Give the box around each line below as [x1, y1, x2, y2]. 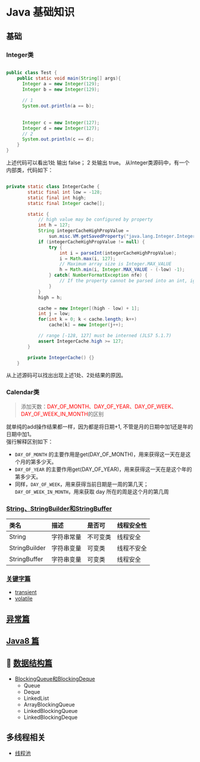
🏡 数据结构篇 [6, 658, 52, 668]
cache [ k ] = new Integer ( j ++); [48, 322, 124, 328]
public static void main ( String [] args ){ [17, 75, 121, 81]
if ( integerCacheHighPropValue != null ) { [37, 238, 145, 245]
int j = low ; [37, 311, 70, 317]
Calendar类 [6, 388, 40, 396]
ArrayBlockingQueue [23, 700, 76, 708]
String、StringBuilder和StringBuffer [6, 504, 112, 513]
